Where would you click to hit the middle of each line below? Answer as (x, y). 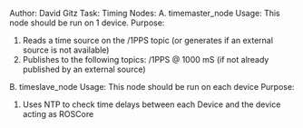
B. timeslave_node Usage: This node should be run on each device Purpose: (152, 87)
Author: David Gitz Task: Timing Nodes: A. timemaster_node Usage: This (145, 13)
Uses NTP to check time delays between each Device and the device (151, 104)
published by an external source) (84, 69)
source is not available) (66, 50)
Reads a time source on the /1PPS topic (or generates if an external (148, 40)
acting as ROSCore (58, 114)
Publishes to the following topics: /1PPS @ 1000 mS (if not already (146, 59)
